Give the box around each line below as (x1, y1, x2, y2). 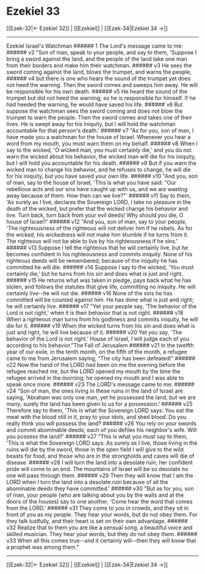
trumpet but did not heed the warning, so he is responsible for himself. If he (6, 94, 196, 102)
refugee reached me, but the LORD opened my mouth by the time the (6, 368, 181, 375)
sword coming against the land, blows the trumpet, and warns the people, (6, 68, 192, 75)
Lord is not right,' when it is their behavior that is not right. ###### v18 (6, 309, 184, 316)
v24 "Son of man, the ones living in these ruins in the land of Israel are (6, 387, 183, 395)
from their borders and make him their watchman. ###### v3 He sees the (6, 61, 192, 69)
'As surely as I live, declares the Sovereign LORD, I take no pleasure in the (6, 198, 191, 206)
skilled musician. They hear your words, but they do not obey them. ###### (6, 530, 198, 537)
